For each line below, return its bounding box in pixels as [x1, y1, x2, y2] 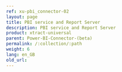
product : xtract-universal [6, 30, 72, 36]
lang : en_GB [6, 52, 35, 57]
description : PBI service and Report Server [6, 24, 116, 31]
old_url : [6, 57, 27, 63]
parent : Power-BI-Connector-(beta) [6, 35, 93, 41]
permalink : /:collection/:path [6, 41, 82, 47]
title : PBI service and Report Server [6, 19, 100, 25]
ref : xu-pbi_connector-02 [6, 8, 69, 15]
